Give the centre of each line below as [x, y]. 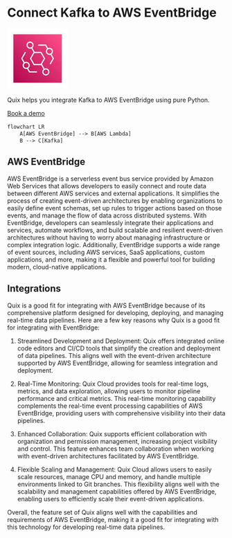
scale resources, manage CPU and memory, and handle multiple [109, 476]
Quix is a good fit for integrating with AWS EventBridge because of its [106, 305]
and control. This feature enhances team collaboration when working [116, 449]
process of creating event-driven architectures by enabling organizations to [115, 200]
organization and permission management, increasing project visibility [117, 441]
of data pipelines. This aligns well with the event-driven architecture [114, 355]
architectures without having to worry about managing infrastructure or [109, 237]
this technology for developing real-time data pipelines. [86, 527]
